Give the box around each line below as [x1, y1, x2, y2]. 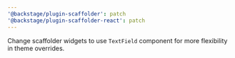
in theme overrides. [7, 44, 65, 52]
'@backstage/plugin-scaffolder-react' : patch [7, 17, 145, 24]
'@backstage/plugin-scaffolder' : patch [7, 10, 126, 18]
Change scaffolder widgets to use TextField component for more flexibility [7, 36, 228, 45]
